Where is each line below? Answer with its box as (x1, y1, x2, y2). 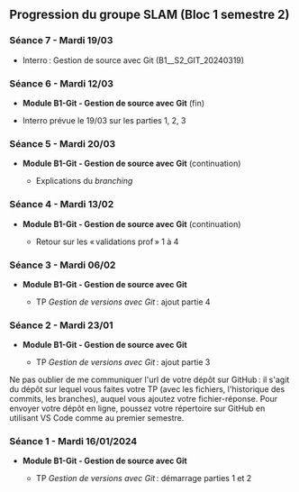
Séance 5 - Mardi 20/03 (9, 137, 116, 150)
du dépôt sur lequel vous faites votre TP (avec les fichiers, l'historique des (9, 384, 285, 395)
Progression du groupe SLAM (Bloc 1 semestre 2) (9, 7, 290, 23)
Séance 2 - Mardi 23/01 (9, 319, 114, 332)
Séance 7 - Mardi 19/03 (9, 34, 113, 47)
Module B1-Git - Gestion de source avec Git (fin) (22, 97, 205, 108)
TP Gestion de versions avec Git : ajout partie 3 (35, 357, 211, 368)
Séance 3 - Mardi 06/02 (9, 259, 116, 271)
